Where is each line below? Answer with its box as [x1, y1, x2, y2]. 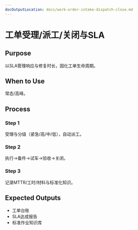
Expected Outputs [5, 194, 61, 202]
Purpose [5, 49, 31, 57]
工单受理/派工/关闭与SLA [5, 30, 105, 40]
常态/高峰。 [5, 90, 28, 96]
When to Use [5, 77, 45, 86]
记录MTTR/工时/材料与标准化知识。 [5, 179, 76, 185]
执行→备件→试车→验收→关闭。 [5, 155, 68, 161]
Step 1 [5, 120, 20, 126]
